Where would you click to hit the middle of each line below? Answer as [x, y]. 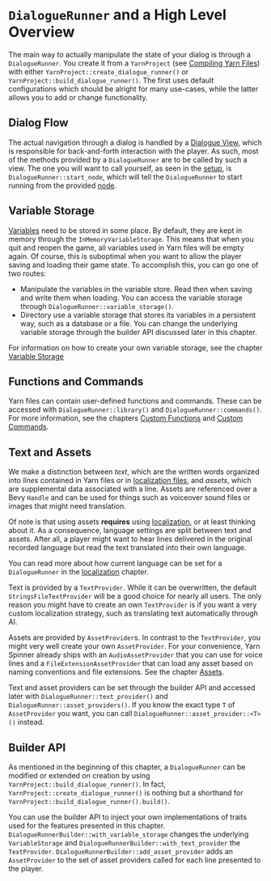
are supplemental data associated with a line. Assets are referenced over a [133, 489]
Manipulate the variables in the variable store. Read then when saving [136, 289]
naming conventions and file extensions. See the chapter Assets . [116, 672]
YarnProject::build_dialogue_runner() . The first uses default [111, 80]
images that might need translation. [68, 506]
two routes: [28, 273]
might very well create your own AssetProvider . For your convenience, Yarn [134, 646]
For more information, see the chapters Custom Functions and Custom [126, 418]
